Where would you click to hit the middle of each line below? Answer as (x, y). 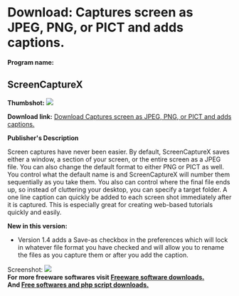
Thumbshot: (26, 102)
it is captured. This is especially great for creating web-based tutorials (110, 204)
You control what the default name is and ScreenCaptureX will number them (118, 174)
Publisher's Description (43, 138)
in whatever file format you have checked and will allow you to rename (121, 247)
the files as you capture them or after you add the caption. (103, 255)
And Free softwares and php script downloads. (78, 285)
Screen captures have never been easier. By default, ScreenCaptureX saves (118, 152)
